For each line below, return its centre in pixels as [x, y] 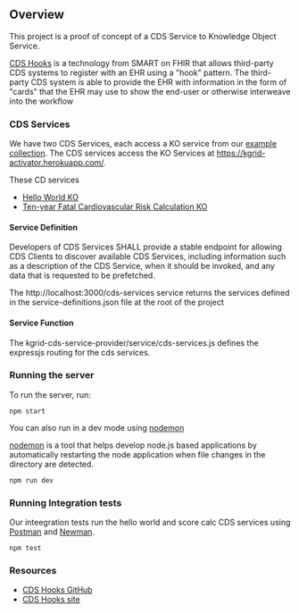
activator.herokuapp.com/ [57, 163]
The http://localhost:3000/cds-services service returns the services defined [149, 293]
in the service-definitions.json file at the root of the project [117, 302]
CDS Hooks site [51, 600]
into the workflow [42, 101]
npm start [28, 411]
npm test [25, 549]
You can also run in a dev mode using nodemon [97, 427]
